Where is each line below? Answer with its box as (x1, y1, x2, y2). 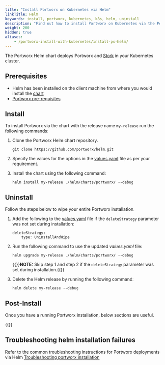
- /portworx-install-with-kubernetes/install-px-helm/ (14, 39, 129, 44)
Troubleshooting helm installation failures (5, 336, 136, 344)
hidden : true (5, 30, 32, 35)
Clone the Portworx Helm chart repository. (12, 138, 98, 143)
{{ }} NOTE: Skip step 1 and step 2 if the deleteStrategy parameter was (12, 261, 154, 268)
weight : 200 (5, 26, 29, 30)
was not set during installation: (12, 221, 75, 227)
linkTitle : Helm (5, 12, 38, 17)
